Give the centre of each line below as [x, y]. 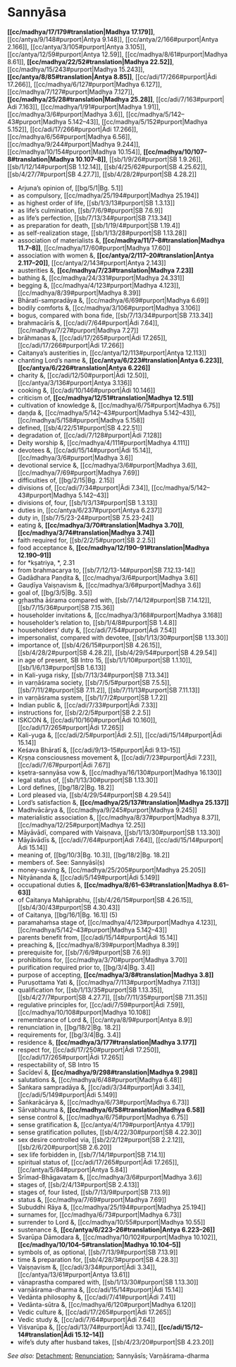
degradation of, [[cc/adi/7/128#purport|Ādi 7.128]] [89, 435]
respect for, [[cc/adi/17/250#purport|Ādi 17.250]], [89, 1050]
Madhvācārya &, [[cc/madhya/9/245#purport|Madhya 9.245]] [107, 810]
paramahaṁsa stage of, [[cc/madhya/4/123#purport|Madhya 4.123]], [117, 922]
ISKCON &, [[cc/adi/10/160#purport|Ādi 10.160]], [87, 719]
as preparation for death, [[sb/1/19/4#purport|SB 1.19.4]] [99, 225]
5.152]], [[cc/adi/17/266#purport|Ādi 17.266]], [73, 129]
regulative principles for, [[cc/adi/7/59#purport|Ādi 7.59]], [101, 1004]
